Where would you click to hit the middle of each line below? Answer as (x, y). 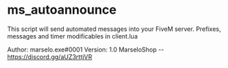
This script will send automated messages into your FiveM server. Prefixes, (114, 29)
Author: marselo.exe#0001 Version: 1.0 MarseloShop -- (86, 49)
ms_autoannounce (62, 10)
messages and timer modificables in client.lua (72, 36)
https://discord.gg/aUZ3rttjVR (50, 56)
